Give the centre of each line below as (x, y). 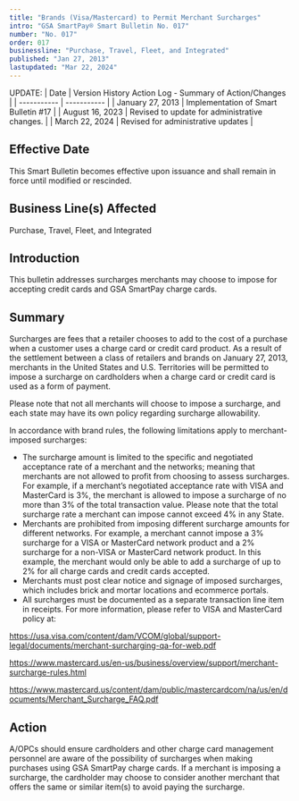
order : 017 (29, 42)
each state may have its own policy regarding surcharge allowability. (135, 413)
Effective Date (50, 150)
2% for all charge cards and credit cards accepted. (116, 571)
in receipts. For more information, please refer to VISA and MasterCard (152, 610)
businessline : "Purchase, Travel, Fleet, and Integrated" (119, 51)
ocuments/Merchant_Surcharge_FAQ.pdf (84, 699)
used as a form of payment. (60, 386)
